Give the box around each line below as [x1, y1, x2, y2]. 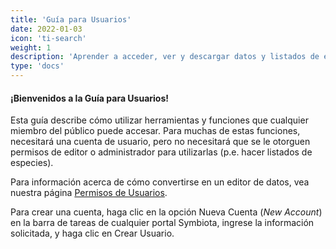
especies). [10, 157, 54, 169]
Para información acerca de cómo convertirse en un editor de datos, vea [10, 176, 310, 188]
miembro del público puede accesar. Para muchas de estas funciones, [10, 125, 301, 137]
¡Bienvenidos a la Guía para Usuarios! [10, 92, 169, 104]
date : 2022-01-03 [10, 24, 83, 34]
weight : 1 [10, 42, 52, 53]
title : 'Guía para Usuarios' [10, 14, 132, 25]
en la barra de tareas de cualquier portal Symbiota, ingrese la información [10, 217, 315, 229]
